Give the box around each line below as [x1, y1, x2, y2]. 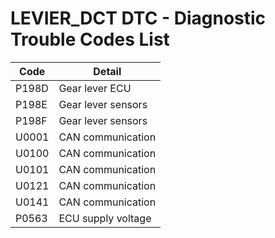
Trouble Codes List [10, 28, 170, 51]
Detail [93, 64, 122, 78]
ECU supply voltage [58, 211, 152, 225]
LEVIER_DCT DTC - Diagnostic [10, 7, 267, 30]
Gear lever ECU [58, 81, 132, 95]
